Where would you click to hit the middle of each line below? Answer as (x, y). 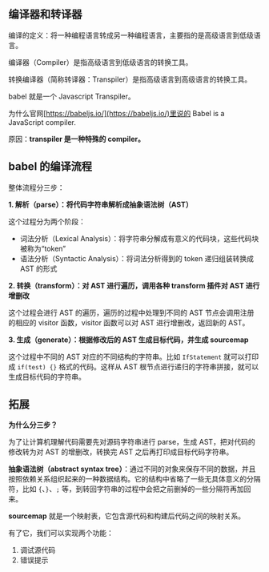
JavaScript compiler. (42, 122)
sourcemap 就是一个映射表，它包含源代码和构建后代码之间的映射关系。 (127, 516)
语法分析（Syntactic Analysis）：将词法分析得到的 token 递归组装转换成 (137, 258)
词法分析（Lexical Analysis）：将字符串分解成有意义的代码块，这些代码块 (139, 238)
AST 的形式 (38, 268)
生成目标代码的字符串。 (47, 377)
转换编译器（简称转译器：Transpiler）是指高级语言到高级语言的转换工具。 (130, 79)
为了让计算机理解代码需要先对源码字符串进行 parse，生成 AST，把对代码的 (132, 442)
